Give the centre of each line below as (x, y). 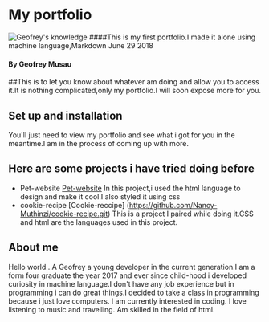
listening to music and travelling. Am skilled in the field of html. (112, 309)
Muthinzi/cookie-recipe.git (64, 214)
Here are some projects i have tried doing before (131, 169)
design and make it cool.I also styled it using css (100, 196)
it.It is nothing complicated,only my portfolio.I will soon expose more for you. (135, 91)
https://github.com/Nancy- (173, 205)
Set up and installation (65, 115)
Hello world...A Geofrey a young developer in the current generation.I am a (132, 267)
